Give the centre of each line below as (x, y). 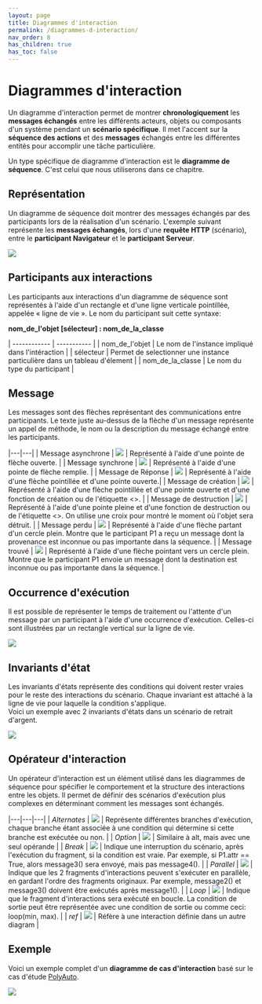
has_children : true (40, 45)
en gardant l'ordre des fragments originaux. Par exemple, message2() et (125, 881)
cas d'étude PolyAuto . (44, 977)
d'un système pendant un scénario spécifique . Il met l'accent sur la (118, 129)
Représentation (47, 194)
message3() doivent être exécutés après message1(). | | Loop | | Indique (129, 890)
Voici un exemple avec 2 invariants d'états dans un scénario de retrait (120, 711)
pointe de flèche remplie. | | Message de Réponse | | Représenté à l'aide (130, 472)
